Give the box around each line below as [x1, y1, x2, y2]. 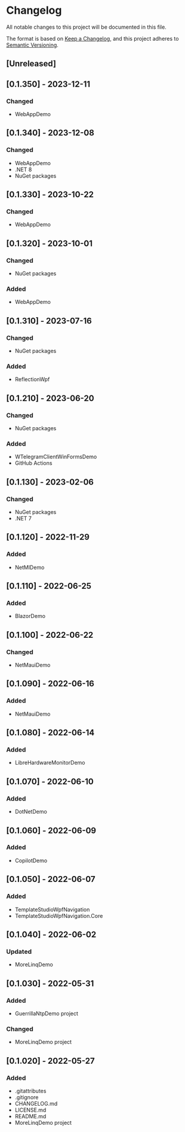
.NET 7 [14, 515, 32, 522]
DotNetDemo [14, 808, 48, 815]
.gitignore [14, 1093, 39, 1101]
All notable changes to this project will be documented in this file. [6, 23, 167, 31]
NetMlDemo [14, 564, 45, 571]
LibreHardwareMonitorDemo [14, 759, 85, 766]
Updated [6, 947, 32, 955]
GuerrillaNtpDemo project [14, 1009, 79, 1017]
